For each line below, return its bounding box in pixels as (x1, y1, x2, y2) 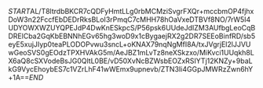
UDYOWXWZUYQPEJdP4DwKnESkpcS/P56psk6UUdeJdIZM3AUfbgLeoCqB (8, 23, 256, 32)
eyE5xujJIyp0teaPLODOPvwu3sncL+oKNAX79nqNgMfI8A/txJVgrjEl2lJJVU (8, 40, 251, 49)
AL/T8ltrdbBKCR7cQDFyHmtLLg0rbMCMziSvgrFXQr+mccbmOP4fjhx (30, 7, 254, 16)
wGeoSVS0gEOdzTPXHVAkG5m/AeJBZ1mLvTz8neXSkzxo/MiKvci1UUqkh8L (8, 48, 255, 57)
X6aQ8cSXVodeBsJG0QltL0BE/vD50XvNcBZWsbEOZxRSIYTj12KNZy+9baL (8, 56, 253, 65)
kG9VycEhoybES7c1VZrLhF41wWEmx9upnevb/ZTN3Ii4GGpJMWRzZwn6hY (8, 65, 254, 73)
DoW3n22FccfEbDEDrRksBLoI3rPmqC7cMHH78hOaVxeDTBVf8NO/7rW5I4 (8, 15, 251, 24)
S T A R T (8, 7, 31, 16)
